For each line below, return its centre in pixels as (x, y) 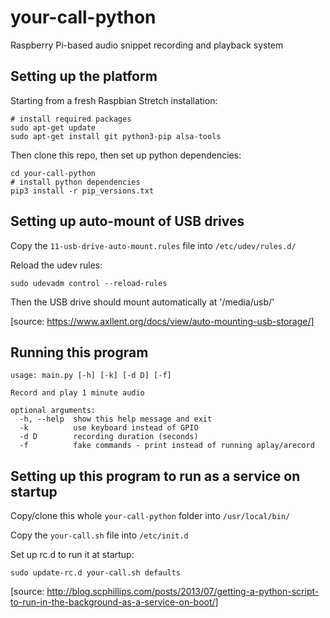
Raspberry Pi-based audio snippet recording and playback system (147, 45)
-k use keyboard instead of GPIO (109, 428)
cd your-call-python (53, 173)
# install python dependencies (75, 182)
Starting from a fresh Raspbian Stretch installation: (114, 100)
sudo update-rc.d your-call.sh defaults (96, 573)
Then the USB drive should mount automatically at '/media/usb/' (142, 302)
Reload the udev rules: (56, 265)
